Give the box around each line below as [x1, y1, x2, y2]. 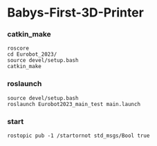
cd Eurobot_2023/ [7, 51, 57, 58]
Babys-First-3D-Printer [7, 5, 144, 21]
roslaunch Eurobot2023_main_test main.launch [7, 101, 140, 107]
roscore [7, 45, 30, 52]
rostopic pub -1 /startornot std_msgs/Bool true [7, 132, 150, 139]
